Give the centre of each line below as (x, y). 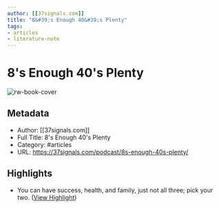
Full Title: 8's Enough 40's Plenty (64, 137)
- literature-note (33, 39)
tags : (15, 26)
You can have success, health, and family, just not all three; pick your (115, 190)
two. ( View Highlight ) (47, 197)
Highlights (30, 173)
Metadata (28, 114)
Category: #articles (44, 144)
